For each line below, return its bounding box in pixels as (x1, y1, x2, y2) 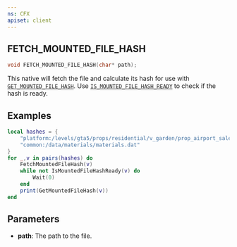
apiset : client (7, 17, 52, 24)
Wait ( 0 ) (32, 174, 55, 182)
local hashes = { (7, 128, 59, 135)
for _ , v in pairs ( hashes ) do (7, 154, 93, 162)
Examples (7, 110, 51, 122)
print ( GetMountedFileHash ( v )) (20, 187, 109, 194)
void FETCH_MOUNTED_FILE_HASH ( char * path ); (7, 61, 138, 69)
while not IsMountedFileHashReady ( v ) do (20, 167, 140, 175)
